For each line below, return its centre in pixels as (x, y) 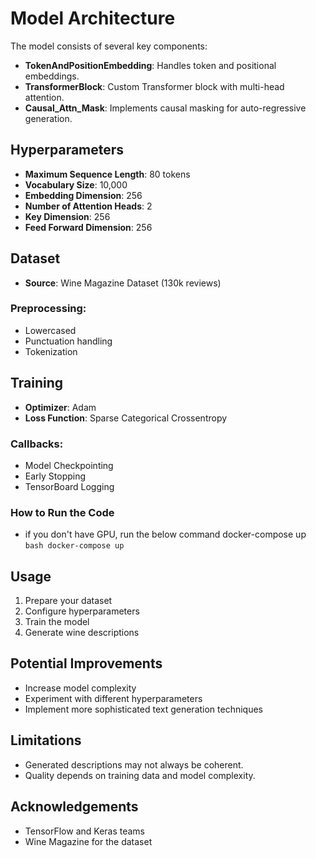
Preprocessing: (48, 309)
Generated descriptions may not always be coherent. (134, 764)
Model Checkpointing (69, 465)
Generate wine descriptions (82, 633)
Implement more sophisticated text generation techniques (144, 709)
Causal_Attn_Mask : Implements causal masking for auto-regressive (165, 108)
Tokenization (51, 351)
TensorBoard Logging (69, 486)
